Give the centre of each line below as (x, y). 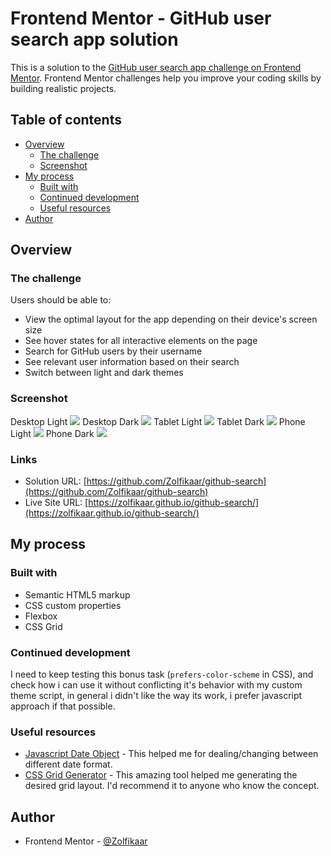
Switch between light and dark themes (104, 373)
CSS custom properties (73, 605)
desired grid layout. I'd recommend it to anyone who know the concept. (172, 786)
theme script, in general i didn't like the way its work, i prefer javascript (156, 696)
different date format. (68, 764)
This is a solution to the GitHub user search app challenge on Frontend (156, 67)
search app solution (94, 39)
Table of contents (66, 120)
